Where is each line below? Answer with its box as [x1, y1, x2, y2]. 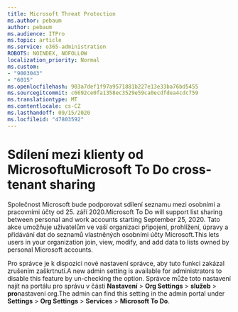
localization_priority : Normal [7, 57, 100, 64]
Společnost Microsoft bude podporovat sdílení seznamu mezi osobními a [7, 200, 221, 208]
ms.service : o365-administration [7, 43, 107, 50]
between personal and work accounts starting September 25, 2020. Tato [7, 215, 220, 223]
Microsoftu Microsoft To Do [7, 161, 170, 177]
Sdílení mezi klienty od [7, 146, 144, 162]
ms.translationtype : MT [7, 96, 78, 104]
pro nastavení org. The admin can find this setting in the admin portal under [7, 289, 225, 298]
